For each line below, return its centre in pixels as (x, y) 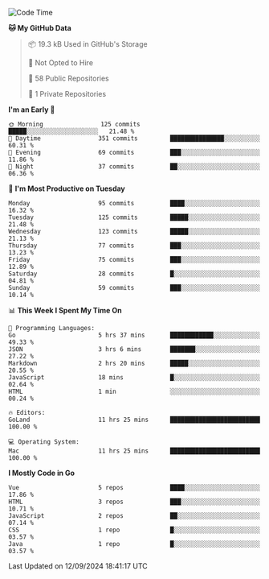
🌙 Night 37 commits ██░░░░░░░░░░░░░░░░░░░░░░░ (134, 167)
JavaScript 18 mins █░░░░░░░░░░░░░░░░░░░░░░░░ (134, 378)
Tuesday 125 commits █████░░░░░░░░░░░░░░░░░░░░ (134, 217)
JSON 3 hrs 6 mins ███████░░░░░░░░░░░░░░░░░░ (134, 349)
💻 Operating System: (44, 442)
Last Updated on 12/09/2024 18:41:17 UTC (78, 566)
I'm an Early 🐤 (32, 110)
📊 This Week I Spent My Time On (65, 310)
